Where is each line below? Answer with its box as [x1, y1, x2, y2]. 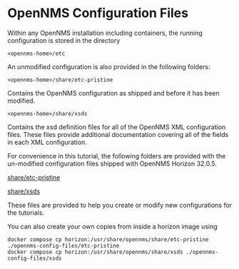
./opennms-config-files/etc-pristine [7, 242, 120, 249]
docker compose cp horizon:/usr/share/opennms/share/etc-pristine [7, 235, 209, 243]
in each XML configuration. [7, 138, 87, 146]
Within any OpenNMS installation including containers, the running [7, 29, 203, 37]
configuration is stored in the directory [7, 36, 121, 44]
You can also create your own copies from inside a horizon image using [7, 222, 218, 230]
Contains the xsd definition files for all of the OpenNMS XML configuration [7, 123, 226, 131]
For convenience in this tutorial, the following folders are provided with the [7, 151, 226, 160]
